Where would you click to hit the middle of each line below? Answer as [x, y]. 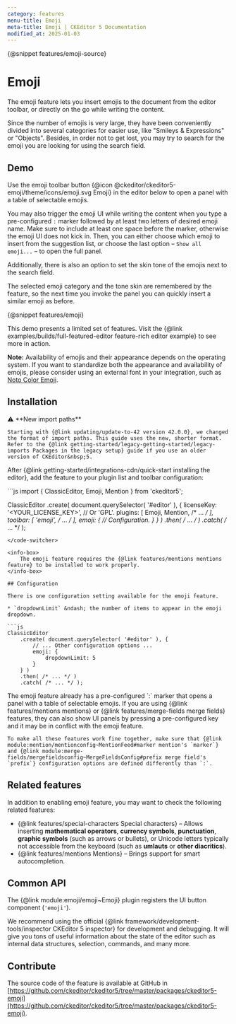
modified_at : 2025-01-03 [44, 34]
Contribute [32, 966]
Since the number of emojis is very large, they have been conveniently [110, 123]
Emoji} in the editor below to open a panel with [160, 192]
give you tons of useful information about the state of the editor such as [112, 936]
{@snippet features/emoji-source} [57, 54]
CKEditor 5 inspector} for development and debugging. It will [141, 929]
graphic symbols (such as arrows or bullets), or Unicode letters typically [123, 838]
